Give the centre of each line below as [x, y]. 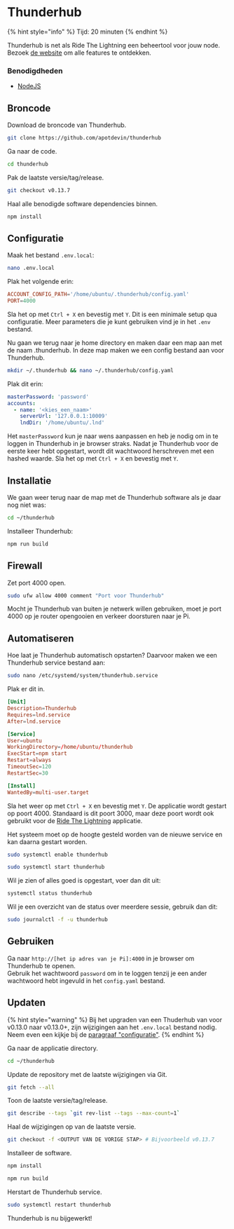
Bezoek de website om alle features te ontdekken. [80, 53]
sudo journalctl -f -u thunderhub [58, 920]
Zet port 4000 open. [37, 583]
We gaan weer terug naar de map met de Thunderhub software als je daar [114, 498]
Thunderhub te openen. [41, 965]
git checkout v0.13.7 [39, 190]
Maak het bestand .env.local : [51, 255]
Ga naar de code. [32, 151]
